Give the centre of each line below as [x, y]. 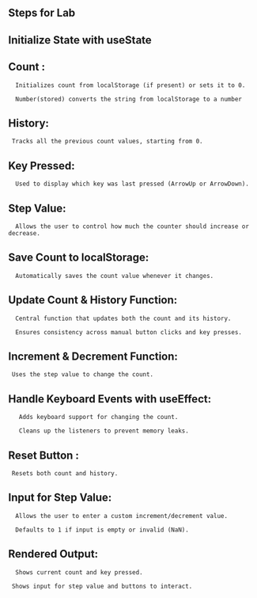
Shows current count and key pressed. [79, 572]
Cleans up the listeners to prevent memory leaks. [104, 431]
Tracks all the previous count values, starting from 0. [107, 142]
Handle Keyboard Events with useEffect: [110, 399]
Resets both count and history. [65, 474]
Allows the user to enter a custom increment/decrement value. [121, 516]
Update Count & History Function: [93, 300]
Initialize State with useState [80, 40]
